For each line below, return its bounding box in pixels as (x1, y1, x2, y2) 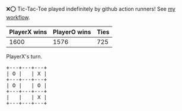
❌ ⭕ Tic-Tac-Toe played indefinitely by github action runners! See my (6, 5, 176, 12)
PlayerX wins (9, 28, 47, 36)
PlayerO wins (53, 28, 91, 36)
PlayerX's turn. (6, 53, 43, 60)
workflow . (6, 14, 30, 21)
